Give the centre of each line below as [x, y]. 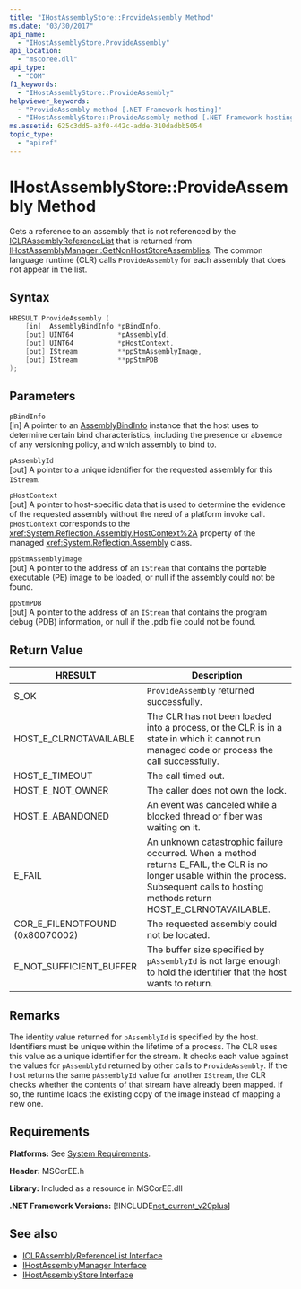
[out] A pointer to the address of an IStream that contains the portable [138, 568]
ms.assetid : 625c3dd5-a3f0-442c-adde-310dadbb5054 [106, 127]
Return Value [46, 650]
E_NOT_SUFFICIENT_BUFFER [75, 967]
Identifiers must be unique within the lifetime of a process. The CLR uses [143, 1047]
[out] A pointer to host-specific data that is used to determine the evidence [147, 504]
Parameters [43, 396]
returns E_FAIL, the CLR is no [207, 864]
